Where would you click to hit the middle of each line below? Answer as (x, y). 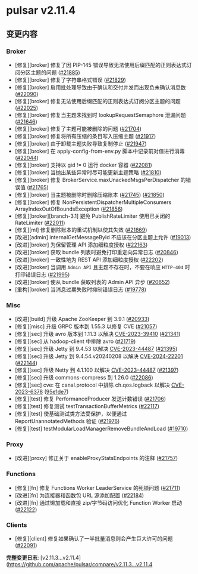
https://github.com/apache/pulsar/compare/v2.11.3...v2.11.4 (80, 564)
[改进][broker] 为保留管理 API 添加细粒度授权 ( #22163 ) (81, 245)
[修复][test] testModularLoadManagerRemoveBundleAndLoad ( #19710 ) (101, 429)
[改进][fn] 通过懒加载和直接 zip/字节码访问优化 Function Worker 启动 (98, 502)
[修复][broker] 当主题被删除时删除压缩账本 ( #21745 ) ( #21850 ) (89, 195)
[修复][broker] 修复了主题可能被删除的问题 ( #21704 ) (78, 128)
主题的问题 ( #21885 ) (55, 72)
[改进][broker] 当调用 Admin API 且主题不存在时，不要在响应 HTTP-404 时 (102, 267)
